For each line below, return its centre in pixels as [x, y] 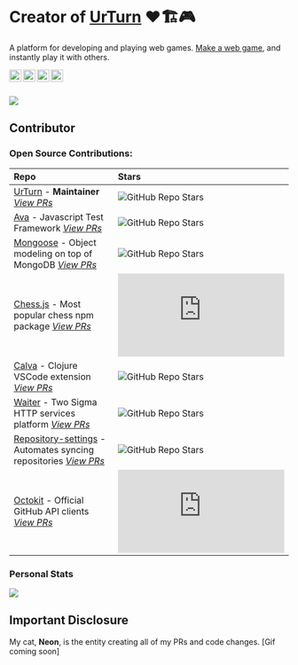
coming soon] [35, 651]
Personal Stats [41, 574]
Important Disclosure [69, 620]
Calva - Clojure [46, 365]
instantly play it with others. [59, 57]
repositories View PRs [59, 460]
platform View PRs [52, 424]
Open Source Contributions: [71, 153]
